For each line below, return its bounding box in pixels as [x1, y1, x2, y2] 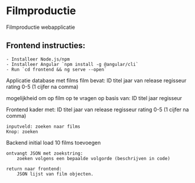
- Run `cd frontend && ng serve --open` [6, 66, 108, 72]
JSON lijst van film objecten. [17, 171, 94, 177]
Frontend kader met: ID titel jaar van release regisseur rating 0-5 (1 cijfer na [6, 106, 189, 113]
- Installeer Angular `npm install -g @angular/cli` [6, 61, 139, 67]
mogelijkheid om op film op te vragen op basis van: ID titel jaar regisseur [6, 94, 182, 101]
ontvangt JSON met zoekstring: [6, 150, 83, 157]
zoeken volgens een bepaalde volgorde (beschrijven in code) [17, 155, 170, 161]
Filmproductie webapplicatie [6, 24, 76, 31]
